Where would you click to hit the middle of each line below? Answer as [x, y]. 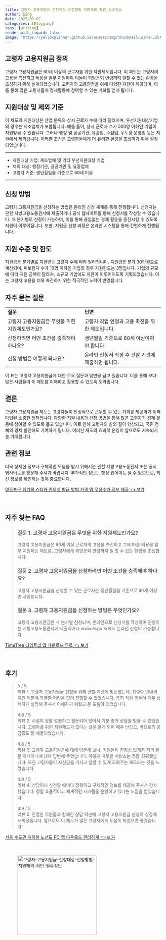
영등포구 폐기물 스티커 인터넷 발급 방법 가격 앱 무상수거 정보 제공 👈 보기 [75, 489]
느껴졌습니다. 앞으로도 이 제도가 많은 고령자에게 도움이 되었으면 [78, 820]
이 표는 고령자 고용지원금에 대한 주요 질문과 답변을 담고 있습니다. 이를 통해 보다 [81, 375]
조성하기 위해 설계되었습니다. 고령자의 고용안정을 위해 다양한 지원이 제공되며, [79, 84]
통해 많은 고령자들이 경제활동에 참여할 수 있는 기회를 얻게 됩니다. [72, 90]
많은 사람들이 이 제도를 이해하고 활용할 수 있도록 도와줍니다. [62, 382]
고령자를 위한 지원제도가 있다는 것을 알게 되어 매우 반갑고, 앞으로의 [92, 727]
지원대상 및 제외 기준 [34, 107]
